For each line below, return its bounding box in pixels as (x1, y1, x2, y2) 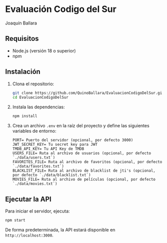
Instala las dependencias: (12, 104, 65, 110)
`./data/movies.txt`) (12, 181, 57, 187)
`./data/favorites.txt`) (12, 164, 64, 169)
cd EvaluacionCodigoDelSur (12, 95, 69, 100)
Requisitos (5, 34, 39, 43)
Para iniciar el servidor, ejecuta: (5, 208, 70, 214)
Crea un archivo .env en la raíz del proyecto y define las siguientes (12, 123, 150, 129)
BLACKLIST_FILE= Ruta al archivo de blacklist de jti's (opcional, (12, 168, 156, 173)
